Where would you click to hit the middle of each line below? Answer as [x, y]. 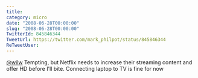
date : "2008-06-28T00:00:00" [43, 23]
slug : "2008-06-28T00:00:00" [43, 28]
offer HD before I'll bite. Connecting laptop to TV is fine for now [85, 68]
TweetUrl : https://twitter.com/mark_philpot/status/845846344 [86, 40]
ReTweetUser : [23, 46]
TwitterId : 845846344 [34, 34]
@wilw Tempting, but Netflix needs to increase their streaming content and [99, 62]
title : [14, 12]
